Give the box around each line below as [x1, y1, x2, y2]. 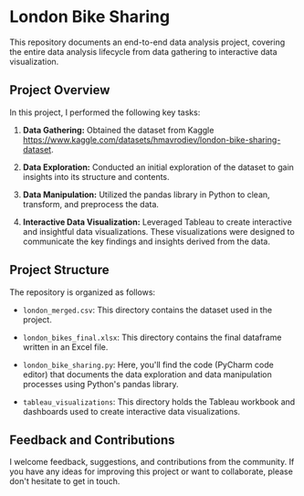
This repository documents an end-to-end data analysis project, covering [9, 37, 286, 47]
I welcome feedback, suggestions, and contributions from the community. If [9, 457, 295, 468]
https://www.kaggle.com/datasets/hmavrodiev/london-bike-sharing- [22, 134, 281, 145]
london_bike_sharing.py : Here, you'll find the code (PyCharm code [22, 359, 274, 370]
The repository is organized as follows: [9, 286, 156, 298]
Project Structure [9, 262, 110, 278]
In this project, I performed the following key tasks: [9, 107, 201, 118]
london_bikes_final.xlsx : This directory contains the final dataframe [22, 332, 282, 343]
